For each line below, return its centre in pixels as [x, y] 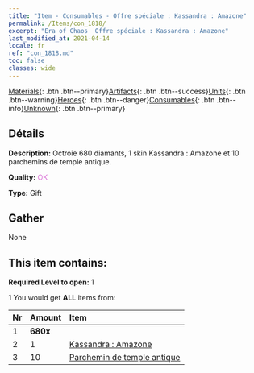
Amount [46, 317]
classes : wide [32, 68]
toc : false [27, 61]
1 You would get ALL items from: [62, 298]
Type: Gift [25, 193]
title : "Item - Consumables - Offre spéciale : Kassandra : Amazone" [128, 16]
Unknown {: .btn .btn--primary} [75, 108]
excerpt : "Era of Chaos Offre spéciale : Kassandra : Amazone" [119, 31]
